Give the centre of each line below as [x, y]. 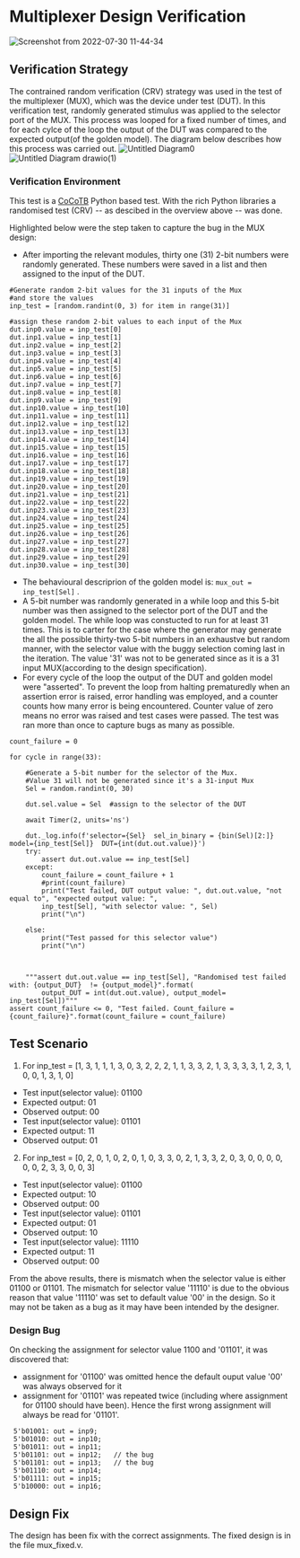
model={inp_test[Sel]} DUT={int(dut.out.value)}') [107, 844]
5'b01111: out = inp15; [57, 1479]
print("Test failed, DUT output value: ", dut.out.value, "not [162, 891]
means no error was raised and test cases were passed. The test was [150, 716]
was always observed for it [72, 1386]
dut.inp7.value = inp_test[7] [66, 385]
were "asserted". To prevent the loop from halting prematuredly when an [156, 687]
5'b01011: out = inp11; [57, 1448]
